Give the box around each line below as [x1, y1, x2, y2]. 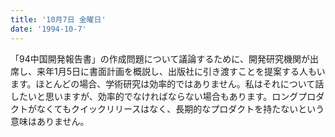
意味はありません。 [10, 115, 90, 127]
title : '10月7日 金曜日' [10, 14, 107, 25]
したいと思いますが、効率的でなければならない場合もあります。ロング [10, 90, 299, 102]
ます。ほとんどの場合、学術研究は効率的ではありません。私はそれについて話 [10, 77, 325, 90]
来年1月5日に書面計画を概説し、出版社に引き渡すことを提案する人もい [36, 65, 326, 77]
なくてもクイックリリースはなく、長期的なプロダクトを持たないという [36, 102, 325, 115]
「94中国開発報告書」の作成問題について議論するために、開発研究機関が [10, 52, 310, 65]
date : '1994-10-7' [10, 24, 87, 34]
